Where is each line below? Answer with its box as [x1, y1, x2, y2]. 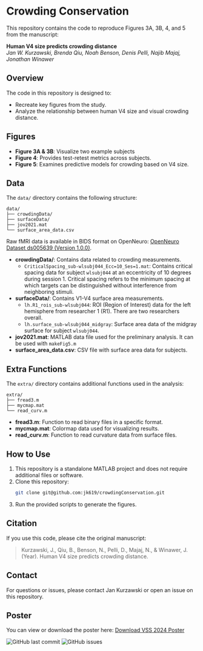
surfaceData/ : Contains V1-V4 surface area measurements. [15, 295, 164, 302]
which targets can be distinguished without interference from [24, 282, 178, 289]
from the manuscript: [6, 30, 59, 38]
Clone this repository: [15, 478, 69, 485]
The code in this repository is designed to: [6, 89, 112, 97]
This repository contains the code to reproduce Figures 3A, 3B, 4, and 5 [6, 24, 186, 32]
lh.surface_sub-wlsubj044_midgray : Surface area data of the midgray [24, 321, 197, 328]
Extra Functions [6, 364, 67, 374]
